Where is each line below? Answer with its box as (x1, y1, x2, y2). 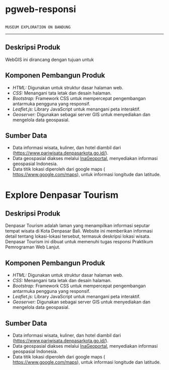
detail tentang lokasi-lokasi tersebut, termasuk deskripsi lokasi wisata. (5, 233, 151, 239)
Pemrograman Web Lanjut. (5, 244, 60, 250)
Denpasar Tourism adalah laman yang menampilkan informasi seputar (5, 223, 150, 229)
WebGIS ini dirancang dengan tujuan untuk (5, 57, 94, 63)
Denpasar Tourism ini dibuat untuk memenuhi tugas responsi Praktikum (5, 239, 153, 245)
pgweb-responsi (5, 4, 76, 15)
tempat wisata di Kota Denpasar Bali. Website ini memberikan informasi (5, 228, 153, 234)
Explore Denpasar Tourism (5, 189, 119, 200)
